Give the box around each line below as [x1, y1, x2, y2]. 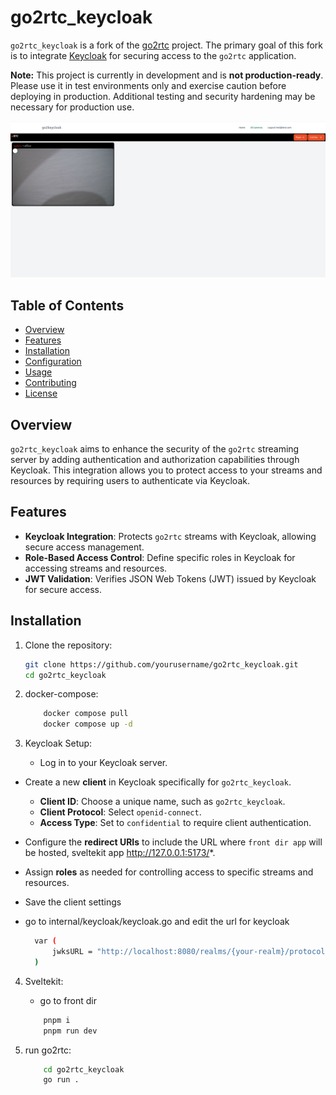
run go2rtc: [24, 1044, 72, 1056]
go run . [43, 1075, 80, 1085]
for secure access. [24, 583, 102, 595]
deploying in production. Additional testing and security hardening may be [10, 90, 316, 102]
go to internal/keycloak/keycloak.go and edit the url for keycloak [24, 916, 290, 928]
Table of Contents [10, 297, 125, 314]
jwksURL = [51, 947, 93, 957]
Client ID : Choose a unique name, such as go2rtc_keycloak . [39, 796, 286, 808]
